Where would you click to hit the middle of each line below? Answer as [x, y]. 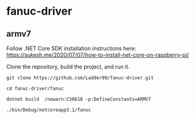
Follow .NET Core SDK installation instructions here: [71, 48]
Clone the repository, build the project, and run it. [68, 67]
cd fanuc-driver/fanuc [35, 88]
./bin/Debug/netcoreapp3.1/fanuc [49, 110]
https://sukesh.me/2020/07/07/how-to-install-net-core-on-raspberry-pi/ [97, 55]
